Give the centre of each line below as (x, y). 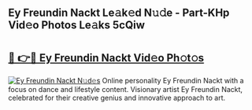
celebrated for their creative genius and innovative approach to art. (117, 98)
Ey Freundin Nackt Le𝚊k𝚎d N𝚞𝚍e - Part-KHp (119, 13)
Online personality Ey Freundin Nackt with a (173, 81)
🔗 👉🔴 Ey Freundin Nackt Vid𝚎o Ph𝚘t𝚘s (106, 58)
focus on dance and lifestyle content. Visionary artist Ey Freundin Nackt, (125, 89)
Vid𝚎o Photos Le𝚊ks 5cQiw (77, 26)
